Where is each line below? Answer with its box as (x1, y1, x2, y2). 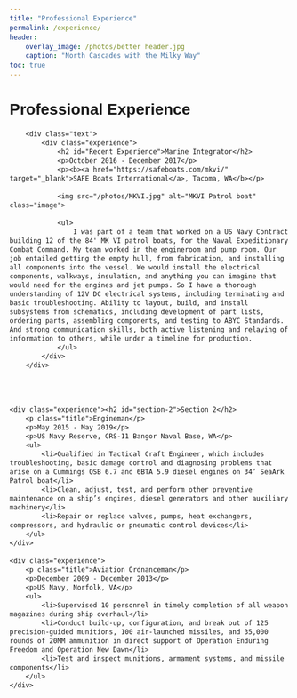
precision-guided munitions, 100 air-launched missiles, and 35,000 (9, 627, 269, 637)
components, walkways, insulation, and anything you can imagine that (9, 271, 277, 281)
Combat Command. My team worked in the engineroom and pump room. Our (9, 245, 277, 254)
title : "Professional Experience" (9, 13, 138, 23)
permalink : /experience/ (9, 23, 101, 32)
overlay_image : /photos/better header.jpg (25, 42, 186, 51)
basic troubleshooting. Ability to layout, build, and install (9, 298, 249, 308)
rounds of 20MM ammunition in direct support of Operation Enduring (9, 636, 269, 646)
